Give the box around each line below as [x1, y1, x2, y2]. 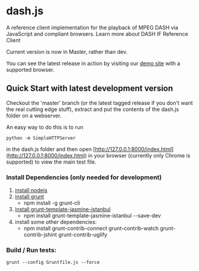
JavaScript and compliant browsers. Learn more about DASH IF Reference [6, 30, 189, 37]
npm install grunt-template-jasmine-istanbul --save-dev [23, 212, 161, 219]
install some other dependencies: [14, 218, 97, 226]
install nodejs [14, 187, 48, 194]
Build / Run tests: [6, 246, 57, 254]
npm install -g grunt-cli [23, 199, 80, 207]
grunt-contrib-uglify [58, 231, 107, 238]
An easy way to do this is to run [6, 124, 83, 131]
